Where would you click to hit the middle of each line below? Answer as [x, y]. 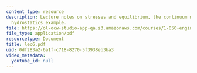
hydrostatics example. [39, 22]
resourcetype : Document [35, 39]
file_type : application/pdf [40, 34]
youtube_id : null [33, 61]
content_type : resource [35, 11]
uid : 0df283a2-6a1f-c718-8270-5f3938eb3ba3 [60, 50]
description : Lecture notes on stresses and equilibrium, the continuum [97, 17]
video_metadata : [26, 55]
